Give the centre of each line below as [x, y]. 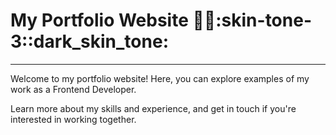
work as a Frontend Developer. [73, 89]
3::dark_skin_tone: [89, 41]
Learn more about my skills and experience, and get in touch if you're [153, 108]
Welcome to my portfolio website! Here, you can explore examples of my [160, 78]
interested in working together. [73, 119]
